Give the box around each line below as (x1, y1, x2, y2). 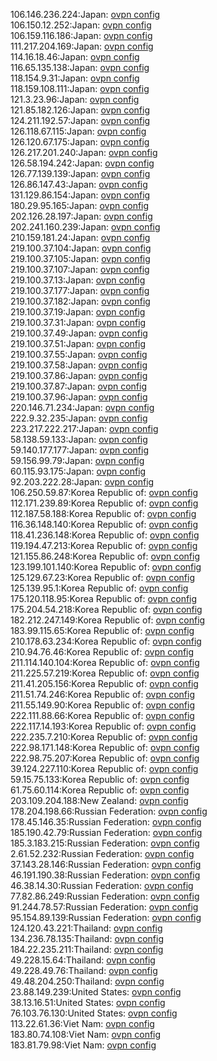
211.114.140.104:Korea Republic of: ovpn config (10, 657, 200, 668)
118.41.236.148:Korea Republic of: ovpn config (10, 529, 200, 541)
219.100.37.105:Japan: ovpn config (10, 253, 151, 264)
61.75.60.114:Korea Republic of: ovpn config (10, 784, 190, 796)
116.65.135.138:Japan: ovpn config (10, 62, 150, 73)
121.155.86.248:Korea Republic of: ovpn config (10, 550, 200, 562)
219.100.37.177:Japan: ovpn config (10, 285, 150, 296)
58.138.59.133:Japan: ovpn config (10, 434, 148, 445)
